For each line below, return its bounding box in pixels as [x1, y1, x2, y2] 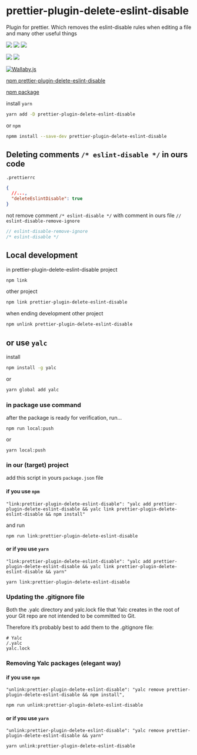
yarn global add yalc [6, 387, 59, 393]
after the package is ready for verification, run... [6, 414, 122, 421]
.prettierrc [6, 174, 35, 180]
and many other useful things [6, 29, 78, 37]
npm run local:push [6, 426, 54, 431]
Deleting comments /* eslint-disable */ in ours [6, 150, 188, 160]
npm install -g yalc [6, 365, 57, 371]
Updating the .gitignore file [6, 592, 85, 601]
